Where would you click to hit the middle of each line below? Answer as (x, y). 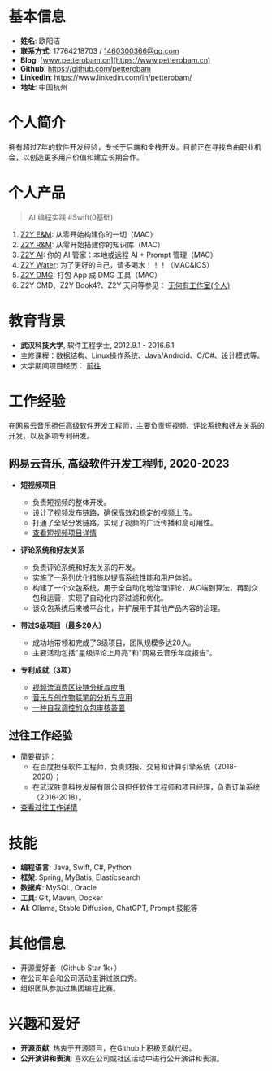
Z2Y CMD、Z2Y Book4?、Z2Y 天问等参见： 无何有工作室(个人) (125, 285)
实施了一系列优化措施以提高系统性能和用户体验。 (114, 577)
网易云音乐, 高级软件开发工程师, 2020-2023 (119, 464)
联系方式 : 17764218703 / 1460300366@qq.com (100, 50)
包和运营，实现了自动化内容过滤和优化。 (100, 598)
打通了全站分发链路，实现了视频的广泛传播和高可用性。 (125, 522)
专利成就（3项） (47, 670)
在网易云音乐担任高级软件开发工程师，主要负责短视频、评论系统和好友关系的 (136, 425)
